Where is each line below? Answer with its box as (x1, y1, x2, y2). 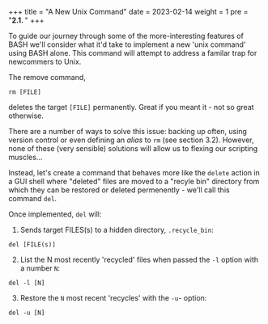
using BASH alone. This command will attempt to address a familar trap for (8, 48, 257, 57)
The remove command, (8, 73, 87, 82)
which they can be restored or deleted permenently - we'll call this (8, 185, 230, 195)
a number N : (19, 263, 61, 273)
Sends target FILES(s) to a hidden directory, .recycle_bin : (19, 225, 215, 234)
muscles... (8, 153, 43, 162)
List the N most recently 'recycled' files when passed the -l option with (19, 255, 259, 264)
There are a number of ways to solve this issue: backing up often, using (8, 127, 247, 136)
